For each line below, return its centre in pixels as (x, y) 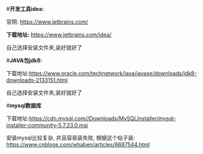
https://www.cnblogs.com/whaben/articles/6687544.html (78, 145)
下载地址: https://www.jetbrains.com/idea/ (59, 35)
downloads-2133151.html (37, 80)
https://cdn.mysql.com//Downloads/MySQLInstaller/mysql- (103, 118)
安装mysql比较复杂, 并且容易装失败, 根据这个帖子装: (71, 138)
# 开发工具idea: (25, 9)
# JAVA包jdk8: (24, 60)
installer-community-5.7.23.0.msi (47, 125)
